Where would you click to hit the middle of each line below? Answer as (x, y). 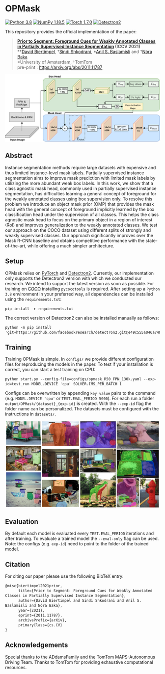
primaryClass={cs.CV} (40, 625)
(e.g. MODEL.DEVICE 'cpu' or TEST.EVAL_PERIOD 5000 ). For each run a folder (80, 399)
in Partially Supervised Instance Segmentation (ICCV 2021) (79, 46)
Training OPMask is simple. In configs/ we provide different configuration (79, 359)
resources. (16, 667)
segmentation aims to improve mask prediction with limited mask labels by (80, 178)
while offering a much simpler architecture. (71, 245)
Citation (18, 564)
